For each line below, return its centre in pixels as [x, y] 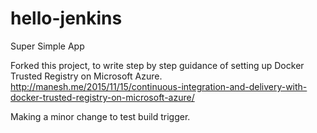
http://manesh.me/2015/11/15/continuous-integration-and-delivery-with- [159, 86]
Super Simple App [47, 46]
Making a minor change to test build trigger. [100, 116]
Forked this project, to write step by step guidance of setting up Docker [157, 65]
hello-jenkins [66, 18]
